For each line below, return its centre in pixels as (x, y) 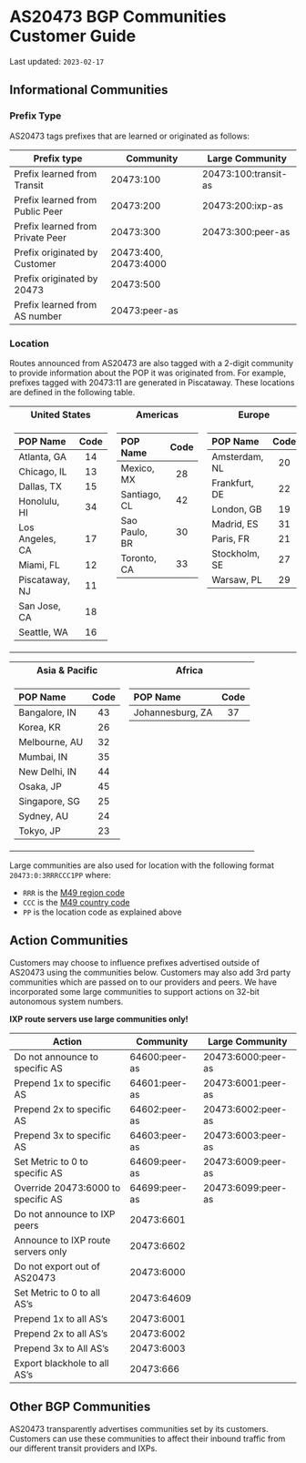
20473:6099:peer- (245, 1188)
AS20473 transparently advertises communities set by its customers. (139, 1428)
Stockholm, (236, 553)
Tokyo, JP (40, 831)
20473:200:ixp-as (243, 205)
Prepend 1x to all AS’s (61, 1318)
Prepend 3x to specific (62, 1135)
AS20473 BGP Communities (118, 17)
